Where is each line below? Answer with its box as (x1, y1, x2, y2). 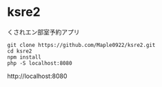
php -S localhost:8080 (7, 59, 72, 66)
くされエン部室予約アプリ (7, 28, 80, 36)
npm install (7, 53, 41, 61)
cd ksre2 (7, 48, 32, 55)
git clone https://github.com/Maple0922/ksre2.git (7, 41, 156, 48)
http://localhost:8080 (7, 72, 68, 80)
